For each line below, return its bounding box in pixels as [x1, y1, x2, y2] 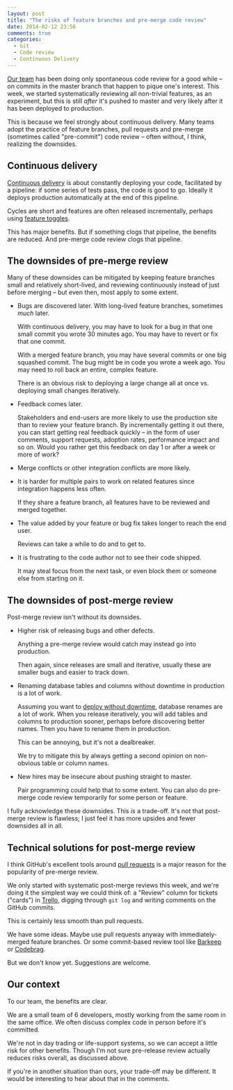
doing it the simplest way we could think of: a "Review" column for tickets [7, 888, 218, 897]
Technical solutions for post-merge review [7, 842, 196, 853]
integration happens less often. [17, 485, 106, 493]
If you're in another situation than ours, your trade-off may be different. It [7, 1067, 217, 1075]
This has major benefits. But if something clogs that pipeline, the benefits [7, 227, 217, 236]
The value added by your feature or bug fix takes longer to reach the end [17, 519, 227, 527]
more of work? [17, 450, 60, 459]
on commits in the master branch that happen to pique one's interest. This [7, 81, 219, 90]
